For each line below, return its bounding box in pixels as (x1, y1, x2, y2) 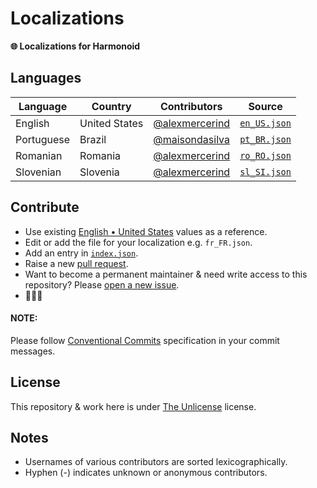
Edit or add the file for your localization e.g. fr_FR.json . (24, 236, 253, 248)
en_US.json (239, 117, 292, 129)
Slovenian (15, 165, 62, 179)
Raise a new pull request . (24, 257, 129, 269)
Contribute (10, 199, 80, 216)
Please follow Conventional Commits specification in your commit (10, 334, 280, 346)
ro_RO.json (239, 150, 292, 161)
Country (91, 99, 132, 113)
